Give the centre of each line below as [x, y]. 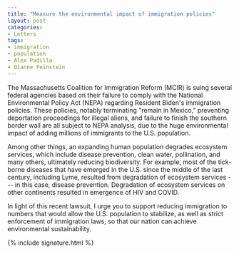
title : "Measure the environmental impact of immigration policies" [111, 14]
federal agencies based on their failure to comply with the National [105, 95]
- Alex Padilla [30, 61]
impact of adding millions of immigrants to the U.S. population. [99, 133]
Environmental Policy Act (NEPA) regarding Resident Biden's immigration [114, 102]
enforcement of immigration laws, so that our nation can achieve [102, 221]
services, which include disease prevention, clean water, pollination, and [114, 154]
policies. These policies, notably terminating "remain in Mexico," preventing [118, 110]
